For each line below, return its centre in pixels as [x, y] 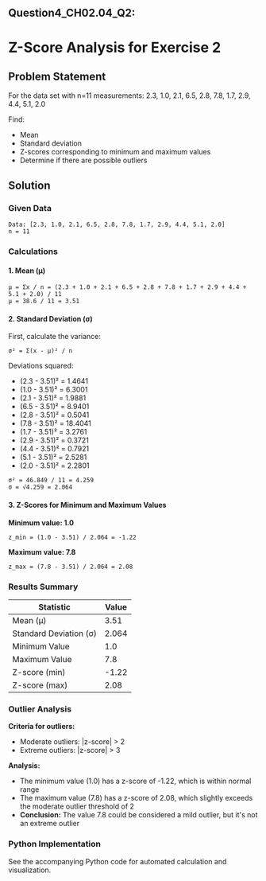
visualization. [30, 870]
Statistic [55, 606]
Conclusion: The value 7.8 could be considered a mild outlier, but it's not [139, 815]
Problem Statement [57, 76]
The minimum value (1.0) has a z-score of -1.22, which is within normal [135, 781]
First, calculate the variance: [55, 337]
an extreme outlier [50, 824]
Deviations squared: [41, 366]
